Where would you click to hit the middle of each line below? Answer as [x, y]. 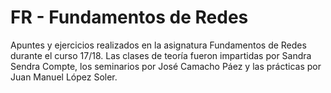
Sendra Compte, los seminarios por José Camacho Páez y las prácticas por [166, 66]
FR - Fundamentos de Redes [129, 17]
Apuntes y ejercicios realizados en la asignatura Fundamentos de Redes [158, 45]
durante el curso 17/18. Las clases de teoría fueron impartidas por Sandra [161, 55]
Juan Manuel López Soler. [64, 77]
